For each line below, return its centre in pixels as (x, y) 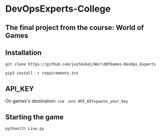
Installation (23, 53)
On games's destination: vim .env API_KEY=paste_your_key (67, 101)
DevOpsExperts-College (58, 9)
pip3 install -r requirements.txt (42, 73)
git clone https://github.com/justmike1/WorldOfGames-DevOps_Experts (81, 64)
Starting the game (34, 117)
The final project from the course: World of (75, 28)
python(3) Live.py (25, 129)
